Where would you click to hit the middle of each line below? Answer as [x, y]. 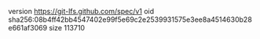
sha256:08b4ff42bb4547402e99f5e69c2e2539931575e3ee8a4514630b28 [130, 19]
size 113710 [67, 28]
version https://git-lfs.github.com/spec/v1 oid [81, 11]
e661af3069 [28, 28]
